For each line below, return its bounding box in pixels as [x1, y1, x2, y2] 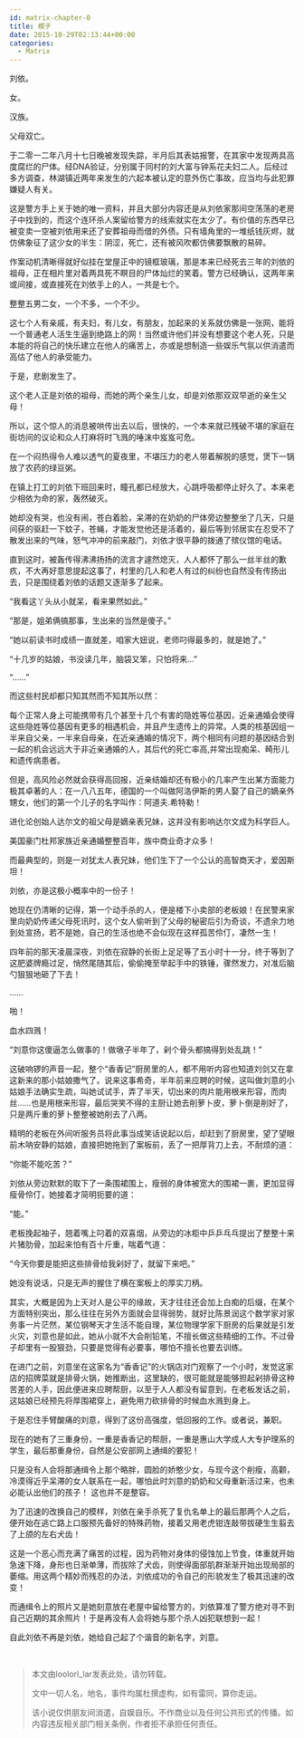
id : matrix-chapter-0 [9, 13, 91, 23]
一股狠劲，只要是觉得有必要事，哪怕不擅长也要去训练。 [40, 1342, 247, 1353]
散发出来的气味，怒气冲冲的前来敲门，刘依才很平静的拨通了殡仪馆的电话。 [9, 535, 287, 546]
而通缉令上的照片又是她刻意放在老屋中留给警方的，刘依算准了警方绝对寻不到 [9, 1601, 295, 1612]
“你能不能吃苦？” [9, 1158, 72, 1169]
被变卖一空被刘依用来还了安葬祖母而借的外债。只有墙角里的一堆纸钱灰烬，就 [9, 226, 295, 236]
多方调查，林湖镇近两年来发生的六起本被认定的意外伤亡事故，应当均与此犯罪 [9, 173, 295, 184]
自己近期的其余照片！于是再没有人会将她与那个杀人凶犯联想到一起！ [9, 1613, 263, 1624]
